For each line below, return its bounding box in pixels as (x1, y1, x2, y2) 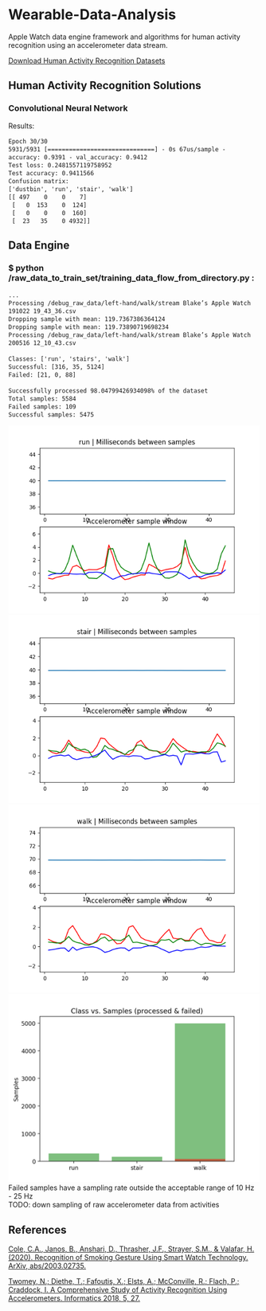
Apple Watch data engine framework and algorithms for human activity (8, 32, 241, 41)
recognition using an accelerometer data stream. (8, 40, 168, 49)
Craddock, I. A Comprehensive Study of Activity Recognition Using (8, 1285, 228, 1295)
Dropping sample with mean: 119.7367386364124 (8, 315, 166, 323)
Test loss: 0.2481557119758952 (8, 161, 112, 169)
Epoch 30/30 (8, 137, 48, 145)
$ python (8, 262, 45, 273)
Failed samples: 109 (8, 403, 77, 411)
